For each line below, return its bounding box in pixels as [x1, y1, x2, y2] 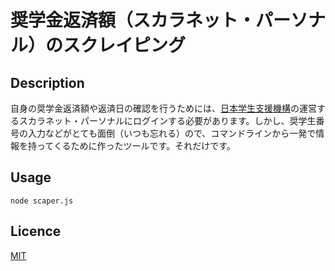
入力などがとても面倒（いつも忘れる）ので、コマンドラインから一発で [27, 127, 317, 139]
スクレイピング [63, 34, 187, 57]
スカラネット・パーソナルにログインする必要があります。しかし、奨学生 [18, 115, 317, 126]
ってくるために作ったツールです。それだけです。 [36, 140, 236, 151]
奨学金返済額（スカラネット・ [10, 9, 257, 32]
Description [10, 74, 85, 91]
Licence [10, 223, 62, 240]
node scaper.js [10, 196, 74, 206]
